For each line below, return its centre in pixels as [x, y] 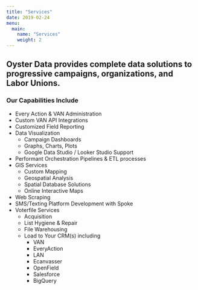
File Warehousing [46, 229]
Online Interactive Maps [53, 190]
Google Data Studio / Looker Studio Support [79, 152]
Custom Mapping [46, 171]
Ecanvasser [47, 261]
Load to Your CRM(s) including [62, 236]
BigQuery [45, 280]
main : [19, 29]
